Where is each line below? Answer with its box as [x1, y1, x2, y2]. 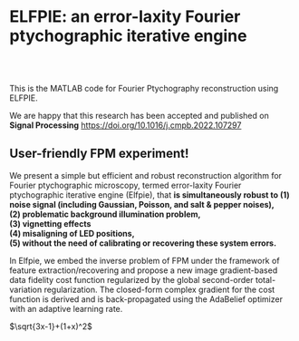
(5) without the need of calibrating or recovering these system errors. [9, 238, 277, 248]
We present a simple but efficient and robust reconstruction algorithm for [9, 170, 283, 180]
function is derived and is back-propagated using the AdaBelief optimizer [9, 293, 284, 305]
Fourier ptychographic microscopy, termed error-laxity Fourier [9, 180, 242, 190]
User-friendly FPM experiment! [9, 146, 189, 161]
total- [255, 274, 276, 285]
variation [9, 284, 43, 295]
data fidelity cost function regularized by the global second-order [9, 274, 254, 285]
